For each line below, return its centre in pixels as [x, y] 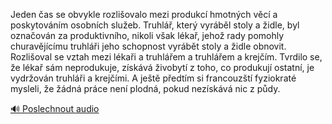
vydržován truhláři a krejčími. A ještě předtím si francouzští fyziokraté [153, 78]
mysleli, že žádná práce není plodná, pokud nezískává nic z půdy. [145, 88]
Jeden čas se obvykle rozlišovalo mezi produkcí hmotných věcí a [144, 14]
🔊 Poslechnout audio [55, 108]
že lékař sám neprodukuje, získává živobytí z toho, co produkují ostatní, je [162, 67]
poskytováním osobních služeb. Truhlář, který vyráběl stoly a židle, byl [155, 25]
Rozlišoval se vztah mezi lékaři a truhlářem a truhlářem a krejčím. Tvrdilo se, [166, 57]
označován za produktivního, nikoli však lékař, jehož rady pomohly [147, 35]
